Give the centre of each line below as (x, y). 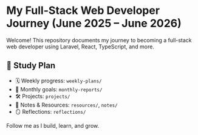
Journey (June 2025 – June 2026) (94, 23)
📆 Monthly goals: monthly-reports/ (59, 89)
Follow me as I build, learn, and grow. (53, 125)
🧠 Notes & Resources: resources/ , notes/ (66, 105)
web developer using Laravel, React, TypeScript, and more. (80, 47)
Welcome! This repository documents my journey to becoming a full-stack (99, 40)
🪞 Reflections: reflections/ (50, 111)
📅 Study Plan (31, 66)
